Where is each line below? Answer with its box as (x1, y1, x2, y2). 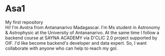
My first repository (5, 19, 43, 25)
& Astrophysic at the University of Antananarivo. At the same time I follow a (5, 29, 160, 35)
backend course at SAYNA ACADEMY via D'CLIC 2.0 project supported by (5, 35, 158, 41)
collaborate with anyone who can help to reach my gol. (5, 45, 118, 51)
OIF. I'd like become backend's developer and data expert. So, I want (5, 40, 147, 46)
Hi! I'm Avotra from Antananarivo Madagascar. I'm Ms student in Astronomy (5, 24, 161, 30)
